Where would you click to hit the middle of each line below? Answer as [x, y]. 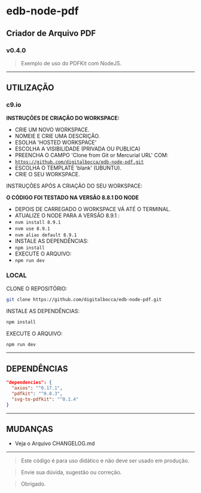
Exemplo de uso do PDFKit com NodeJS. [71, 63]
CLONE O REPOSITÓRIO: [37, 288]
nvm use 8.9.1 [32, 229]
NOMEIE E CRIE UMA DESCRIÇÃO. [57, 136]
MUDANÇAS [30, 429]
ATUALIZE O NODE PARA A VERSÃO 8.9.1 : [67, 215]
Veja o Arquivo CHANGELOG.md [55, 444]
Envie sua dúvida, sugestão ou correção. [71, 473]
